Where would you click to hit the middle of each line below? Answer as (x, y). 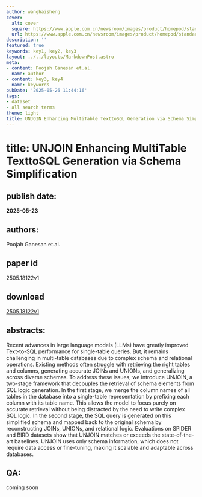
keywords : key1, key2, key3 (41, 51)
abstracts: (26, 331)
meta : (13, 62)
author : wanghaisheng (33, 12)
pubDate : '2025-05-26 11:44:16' (47, 91)
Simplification (42, 174)
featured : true (25, 46)
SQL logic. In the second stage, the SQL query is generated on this (89, 415)
